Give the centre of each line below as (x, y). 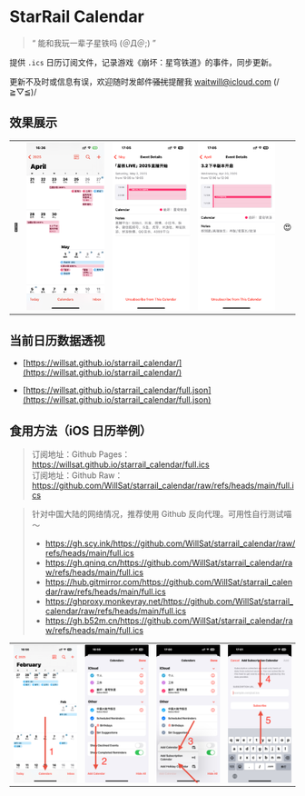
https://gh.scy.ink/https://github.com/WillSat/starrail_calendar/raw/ (170, 543)
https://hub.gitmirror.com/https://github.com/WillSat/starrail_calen (169, 582)
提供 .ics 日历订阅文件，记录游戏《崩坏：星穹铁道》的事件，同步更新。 (143, 62)
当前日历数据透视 (57, 341)
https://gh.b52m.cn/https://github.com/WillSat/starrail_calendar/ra (169, 621)
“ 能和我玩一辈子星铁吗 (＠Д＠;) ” (93, 43)
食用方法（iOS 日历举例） (81, 430)
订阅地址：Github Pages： (81, 454)
